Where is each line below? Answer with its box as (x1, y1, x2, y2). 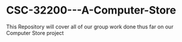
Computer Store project (6, 29, 64, 36)
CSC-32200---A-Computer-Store (6, 4, 177, 17)
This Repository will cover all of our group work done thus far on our (6, 23, 174, 30)
